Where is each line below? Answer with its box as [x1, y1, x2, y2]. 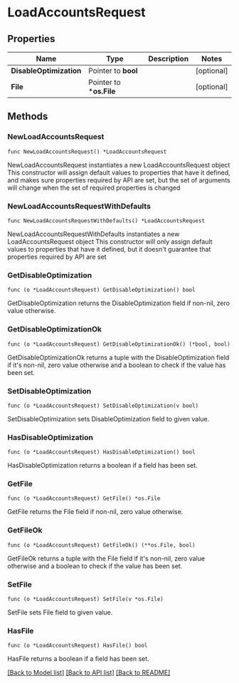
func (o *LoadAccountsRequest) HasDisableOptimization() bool [7, 448, 196, 456]
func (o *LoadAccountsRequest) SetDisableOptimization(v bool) [7, 402, 199, 409]
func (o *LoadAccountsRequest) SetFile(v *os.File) [7, 596, 164, 603]
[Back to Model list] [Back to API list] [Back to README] [7, 668, 171, 677]
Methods [7, 111, 48, 123]
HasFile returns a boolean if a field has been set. [7, 654, 149, 663]
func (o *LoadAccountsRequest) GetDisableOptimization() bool [7, 287, 196, 294]
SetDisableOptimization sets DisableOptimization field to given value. [7, 414, 210, 423]
